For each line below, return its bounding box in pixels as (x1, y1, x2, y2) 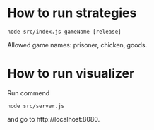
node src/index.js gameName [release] (7, 28, 122, 35)
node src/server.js (7, 102, 65, 110)
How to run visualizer (7, 66, 135, 82)
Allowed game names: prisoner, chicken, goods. (7, 40, 147, 49)
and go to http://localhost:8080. (7, 114, 100, 123)
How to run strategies (7, 5, 137, 21)
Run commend (7, 88, 50, 97)
